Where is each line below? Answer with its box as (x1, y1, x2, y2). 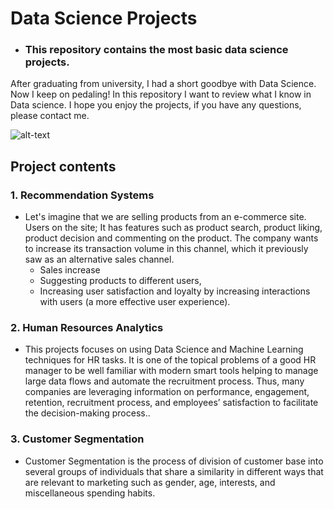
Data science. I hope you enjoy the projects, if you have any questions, (10, 99, 302, 111)
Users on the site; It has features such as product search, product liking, (24, 222, 323, 234)
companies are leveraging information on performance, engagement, (24, 386, 310, 398)
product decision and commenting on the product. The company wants (24, 232, 319, 244)
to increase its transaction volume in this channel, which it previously (24, 243, 309, 255)
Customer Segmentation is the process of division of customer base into (24, 455, 324, 467)
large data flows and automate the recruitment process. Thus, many (24, 375, 305, 387)
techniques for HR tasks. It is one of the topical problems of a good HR (24, 354, 317, 366)
